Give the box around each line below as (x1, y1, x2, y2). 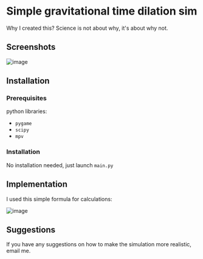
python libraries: (6, 108, 47, 115)
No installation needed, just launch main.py (6, 161, 114, 168)
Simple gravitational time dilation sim (6, 4, 198, 18)
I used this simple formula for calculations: (6, 195, 112, 202)
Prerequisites (6, 94, 47, 103)
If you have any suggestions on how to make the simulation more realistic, (6, 241, 191, 248)
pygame (15, 120, 32, 127)
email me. (6, 247, 31, 255)
